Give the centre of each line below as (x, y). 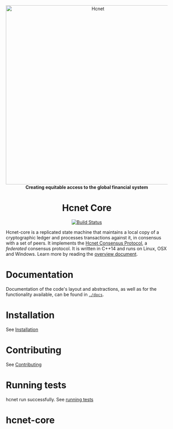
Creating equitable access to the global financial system (87, 187)
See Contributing (24, 364)
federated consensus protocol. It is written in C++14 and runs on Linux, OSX (86, 248)
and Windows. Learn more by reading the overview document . (72, 254)
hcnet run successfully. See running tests (50, 399)
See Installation (22, 329)
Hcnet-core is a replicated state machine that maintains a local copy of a (83, 232)
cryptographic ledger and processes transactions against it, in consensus (83, 237)
